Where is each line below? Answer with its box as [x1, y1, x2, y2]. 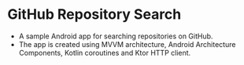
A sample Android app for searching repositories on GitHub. [18, 31, 213, 41]
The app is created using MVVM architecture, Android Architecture [18, 39, 236, 49]
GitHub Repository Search [7, 5, 182, 23]
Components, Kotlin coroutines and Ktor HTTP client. [18, 48, 191, 57]
